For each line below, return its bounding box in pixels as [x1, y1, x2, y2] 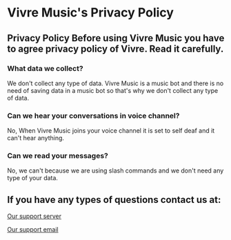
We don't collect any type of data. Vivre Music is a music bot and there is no [7, 79, 224, 87]
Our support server [7, 212, 62, 221]
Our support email [7, 226, 59, 234]
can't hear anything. [7, 134, 64, 142]
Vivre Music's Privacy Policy [7, 5, 174, 21]
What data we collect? [7, 63, 84, 73]
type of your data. [7, 174, 59, 182]
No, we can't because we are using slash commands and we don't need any [7, 166, 224, 175]
